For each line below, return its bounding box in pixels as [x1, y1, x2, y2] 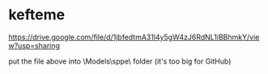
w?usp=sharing [8, 40, 61, 50]
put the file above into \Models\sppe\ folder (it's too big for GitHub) [8, 56, 232, 66]
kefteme [8, 6, 66, 24]
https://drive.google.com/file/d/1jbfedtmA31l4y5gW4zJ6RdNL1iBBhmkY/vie [8, 32, 260, 42]
